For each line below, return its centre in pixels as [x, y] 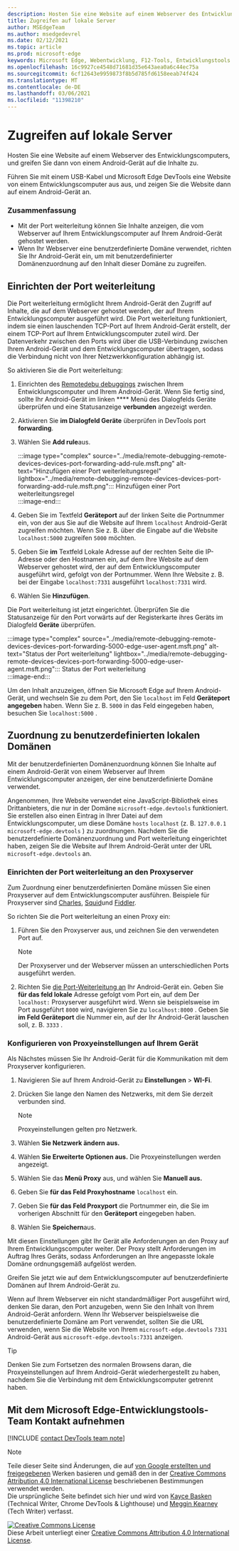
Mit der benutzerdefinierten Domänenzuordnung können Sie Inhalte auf [112, 763]
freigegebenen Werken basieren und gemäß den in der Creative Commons [117, 1473]
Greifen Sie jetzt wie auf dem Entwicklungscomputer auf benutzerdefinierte [118, 1278]
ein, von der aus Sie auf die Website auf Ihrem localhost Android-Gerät [122, 523]
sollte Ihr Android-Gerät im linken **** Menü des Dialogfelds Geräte [117, 400]
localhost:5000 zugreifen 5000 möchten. [77, 538]
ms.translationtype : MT [43, 80]
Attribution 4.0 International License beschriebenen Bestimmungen [106, 1481]
